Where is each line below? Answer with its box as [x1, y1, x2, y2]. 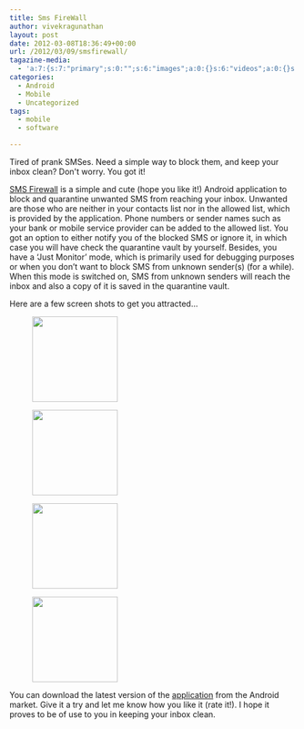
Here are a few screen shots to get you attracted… [9, 298, 198, 309]
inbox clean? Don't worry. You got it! [9, 166, 146, 177]
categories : [9, 73, 55, 82]
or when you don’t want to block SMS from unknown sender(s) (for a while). [9, 262, 295, 272]
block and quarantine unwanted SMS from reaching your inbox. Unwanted [9, 193, 289, 204]
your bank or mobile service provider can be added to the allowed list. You [9, 222, 289, 233]
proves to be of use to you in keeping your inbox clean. [9, 709, 216, 720]
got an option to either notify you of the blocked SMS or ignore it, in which [9, 232, 288, 242]
